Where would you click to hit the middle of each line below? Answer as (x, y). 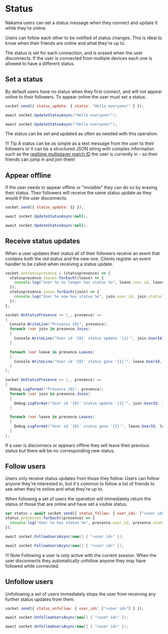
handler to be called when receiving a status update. (59, 264)
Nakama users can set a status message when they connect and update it (81, 23)
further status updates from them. (40, 599)
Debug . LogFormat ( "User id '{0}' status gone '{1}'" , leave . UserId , (86, 426)
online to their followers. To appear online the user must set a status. (76, 97)
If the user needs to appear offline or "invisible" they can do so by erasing (81, 188)
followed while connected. (32, 566)
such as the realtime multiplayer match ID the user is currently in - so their (81, 154)
